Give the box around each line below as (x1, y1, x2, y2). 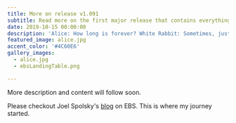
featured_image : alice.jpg (7, 37, 86, 44)
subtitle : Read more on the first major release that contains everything (7, 17, 231, 24)
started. (7, 109, 30, 117)
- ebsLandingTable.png (13, 63, 80, 70)
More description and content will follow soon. (7, 88, 142, 96)
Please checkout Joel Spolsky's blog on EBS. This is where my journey (7, 101, 212, 110)
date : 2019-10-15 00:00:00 (7, 23, 86, 30)
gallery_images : (7, 50, 55, 57)
